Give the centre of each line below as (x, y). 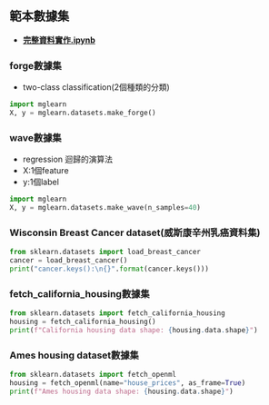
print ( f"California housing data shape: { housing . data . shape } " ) (134, 330)
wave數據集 (35, 137)
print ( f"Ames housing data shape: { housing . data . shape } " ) (121, 391)
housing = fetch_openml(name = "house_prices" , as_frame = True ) (128, 383)
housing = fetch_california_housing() (83, 321)
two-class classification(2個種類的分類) (96, 87)
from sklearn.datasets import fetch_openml (93, 375)
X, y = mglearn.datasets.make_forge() (83, 113)
